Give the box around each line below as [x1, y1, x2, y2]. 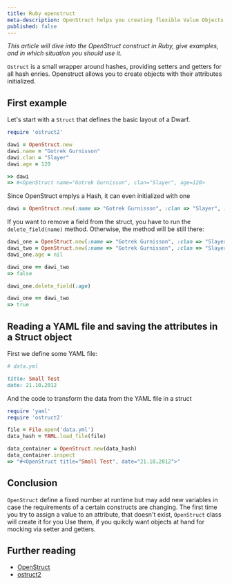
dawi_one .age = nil [7, 251, 64, 258]
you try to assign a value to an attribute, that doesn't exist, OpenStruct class [7, 510, 222, 518]
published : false [7, 23, 57, 30]
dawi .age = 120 [7, 160, 51, 168]
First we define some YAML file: [7, 350, 98, 357]
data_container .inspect [7, 452, 76, 459]
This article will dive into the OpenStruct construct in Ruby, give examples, [7, 42, 219, 50]
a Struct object [7, 331, 72, 343]
